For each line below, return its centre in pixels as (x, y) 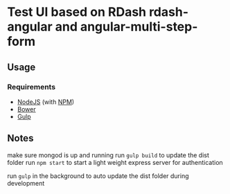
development (26, 183)
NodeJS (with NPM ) (46, 102)
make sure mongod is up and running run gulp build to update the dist (108, 155)
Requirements (32, 87)
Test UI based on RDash (77, 12)
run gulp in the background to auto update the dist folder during (98, 176)
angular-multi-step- (139, 27)
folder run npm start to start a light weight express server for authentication (115, 162)
